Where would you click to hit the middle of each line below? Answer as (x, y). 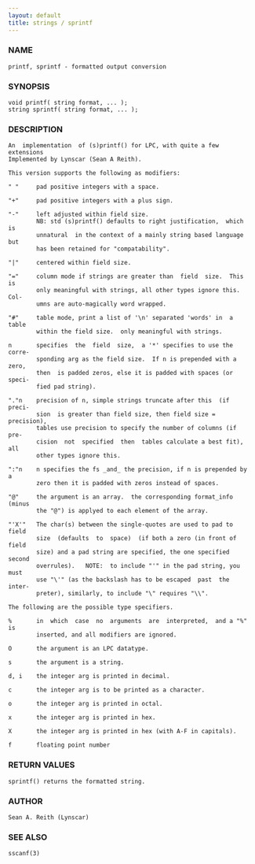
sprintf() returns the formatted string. (77, 781)
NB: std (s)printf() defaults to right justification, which (140, 221)
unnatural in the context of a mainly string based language (140, 235)
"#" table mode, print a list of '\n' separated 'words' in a (121, 318)
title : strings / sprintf (50, 23)
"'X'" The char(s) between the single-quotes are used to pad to (121, 525)
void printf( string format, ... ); (68, 103)
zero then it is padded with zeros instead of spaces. (128, 484)
